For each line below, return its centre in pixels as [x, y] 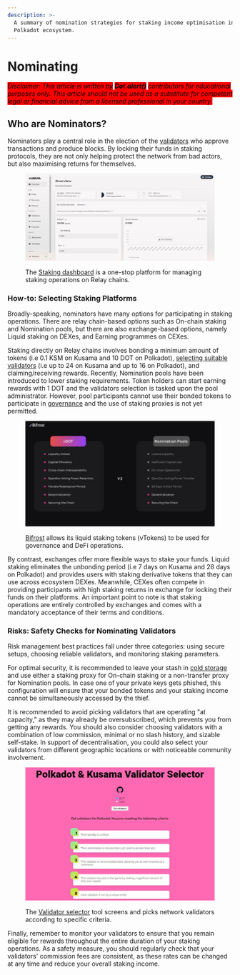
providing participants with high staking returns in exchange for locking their [120, 589]
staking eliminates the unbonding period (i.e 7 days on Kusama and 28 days [119, 566]
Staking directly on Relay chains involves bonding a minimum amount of [113, 351]
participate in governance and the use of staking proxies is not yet [105, 404]
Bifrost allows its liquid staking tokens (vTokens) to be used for [117, 537]
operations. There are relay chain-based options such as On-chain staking [117, 321]
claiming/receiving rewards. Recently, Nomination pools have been [106, 373]
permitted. [22, 411]
